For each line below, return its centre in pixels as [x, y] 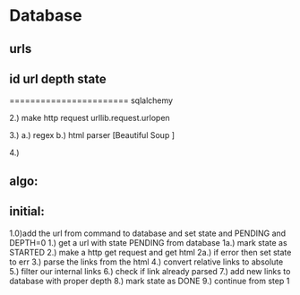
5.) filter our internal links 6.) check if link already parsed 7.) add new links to [150, 271]
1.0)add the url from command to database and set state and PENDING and [148, 233]
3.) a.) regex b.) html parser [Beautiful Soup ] [92, 135]
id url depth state [58, 78]
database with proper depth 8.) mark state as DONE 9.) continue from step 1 [150, 281]
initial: [27, 212]
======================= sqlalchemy [91, 100]
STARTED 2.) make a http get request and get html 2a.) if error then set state [150, 252]
